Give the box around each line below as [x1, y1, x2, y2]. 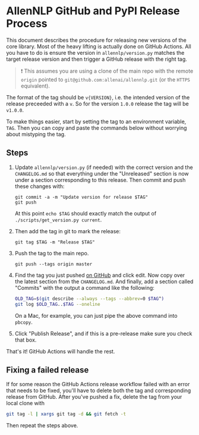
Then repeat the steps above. [6, 422, 78, 429]
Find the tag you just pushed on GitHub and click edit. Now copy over [14, 271, 185, 278]
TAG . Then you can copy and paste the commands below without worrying [6, 124, 187, 132]
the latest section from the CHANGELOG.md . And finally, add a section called [14, 278, 194, 285]
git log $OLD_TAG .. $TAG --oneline [14, 301, 100, 307]
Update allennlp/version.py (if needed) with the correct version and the [14, 164, 193, 171]
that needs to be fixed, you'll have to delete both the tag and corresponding [6, 387, 191, 394]
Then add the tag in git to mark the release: [14, 227, 121, 234]
